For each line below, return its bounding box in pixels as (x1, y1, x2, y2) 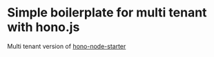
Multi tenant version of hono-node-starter (7, 42, 126, 50)
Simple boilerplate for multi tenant (7, 5, 207, 21)
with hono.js (7, 19, 80, 35)
